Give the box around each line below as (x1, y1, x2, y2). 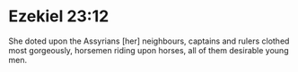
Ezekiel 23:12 (8, 6, 110, 27)
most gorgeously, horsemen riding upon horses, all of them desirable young (8, 44, 289, 55)
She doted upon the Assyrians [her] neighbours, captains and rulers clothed (8, 36, 290, 46)
